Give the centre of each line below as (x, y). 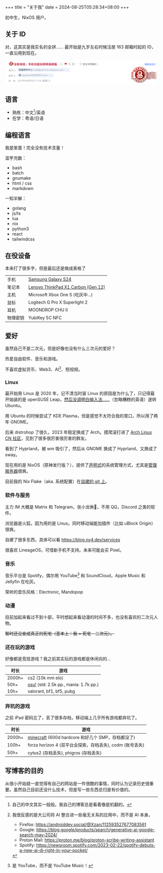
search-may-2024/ (38, 835)
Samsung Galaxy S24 (50, 279)
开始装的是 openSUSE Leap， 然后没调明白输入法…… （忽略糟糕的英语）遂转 (81, 399)
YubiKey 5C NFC (45, 318)
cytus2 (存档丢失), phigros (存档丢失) (65, 753)
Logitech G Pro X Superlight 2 (58, 302)
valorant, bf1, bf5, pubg (51, 691)
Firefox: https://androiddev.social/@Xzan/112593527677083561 (83, 824)
